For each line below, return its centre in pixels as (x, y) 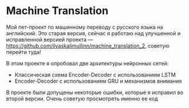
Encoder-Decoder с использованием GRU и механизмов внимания (98, 81)
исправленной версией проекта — (50, 39)
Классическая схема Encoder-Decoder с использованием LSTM (95, 75)
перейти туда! (23, 52)
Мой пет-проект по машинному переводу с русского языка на (85, 27)
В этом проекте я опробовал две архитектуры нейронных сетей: (87, 63)
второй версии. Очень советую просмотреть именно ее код (82, 99)
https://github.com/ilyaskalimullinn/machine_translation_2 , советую (88, 46)
